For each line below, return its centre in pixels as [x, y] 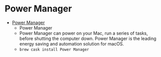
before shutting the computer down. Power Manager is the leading [88, 38]
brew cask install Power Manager [54, 49]
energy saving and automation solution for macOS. [72, 43]
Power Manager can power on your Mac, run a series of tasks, [83, 33]
